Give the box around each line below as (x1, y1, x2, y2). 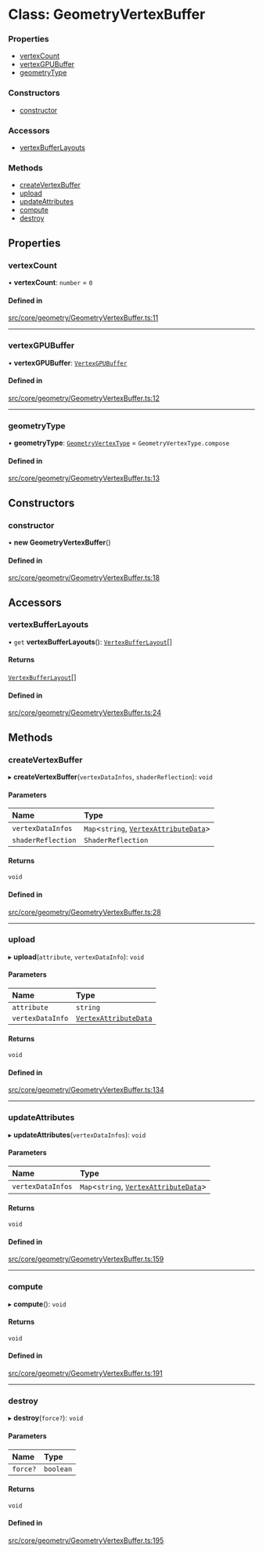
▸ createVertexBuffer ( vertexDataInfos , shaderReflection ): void (8, 771, 213, 782)
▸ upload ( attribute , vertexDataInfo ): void (8, 952, 145, 961)
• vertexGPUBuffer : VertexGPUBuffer (8, 358, 128, 367)
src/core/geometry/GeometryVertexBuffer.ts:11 (8, 313, 159, 323)
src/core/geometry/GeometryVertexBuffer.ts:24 (8, 708, 162, 717)
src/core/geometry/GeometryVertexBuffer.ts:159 (8, 1254, 164, 1264)
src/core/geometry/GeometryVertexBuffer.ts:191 (8, 1369, 163, 1378)
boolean (44, 1464, 73, 1473)
